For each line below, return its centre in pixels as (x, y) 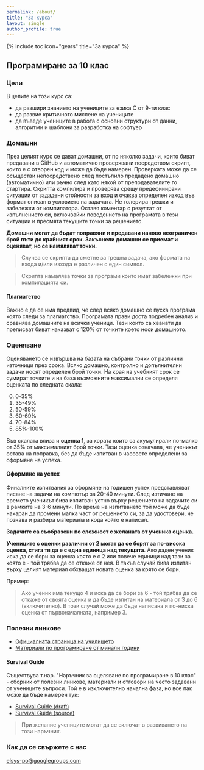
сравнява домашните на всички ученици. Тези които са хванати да (94, 323)
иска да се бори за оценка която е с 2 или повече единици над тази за (98, 556)
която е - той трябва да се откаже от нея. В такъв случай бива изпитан (99, 563)
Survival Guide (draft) (42, 707)
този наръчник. (41, 732)
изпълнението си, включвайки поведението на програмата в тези (92, 215)
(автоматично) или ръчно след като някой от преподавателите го (92, 182)
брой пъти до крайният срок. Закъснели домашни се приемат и (92, 240)
